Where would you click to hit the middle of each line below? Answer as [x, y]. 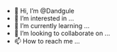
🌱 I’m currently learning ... [52, 26]
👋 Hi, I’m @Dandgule [44, 11]
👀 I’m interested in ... [44, 18]
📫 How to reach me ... [47, 41]
